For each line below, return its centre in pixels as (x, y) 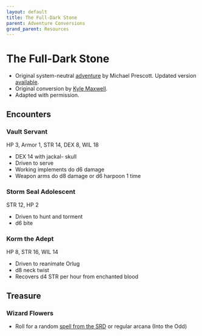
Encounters (29, 114)
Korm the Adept (30, 239)
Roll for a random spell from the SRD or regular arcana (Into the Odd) (101, 326)
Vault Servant (27, 131)
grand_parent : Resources (38, 29)
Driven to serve (34, 163)
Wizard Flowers (30, 313)
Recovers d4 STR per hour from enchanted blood (76, 276)
